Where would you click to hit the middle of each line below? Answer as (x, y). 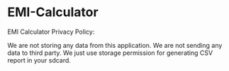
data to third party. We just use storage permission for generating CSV (110, 53)
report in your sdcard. (39, 60)
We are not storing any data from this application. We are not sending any (115, 45)
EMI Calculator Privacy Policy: (51, 32)
